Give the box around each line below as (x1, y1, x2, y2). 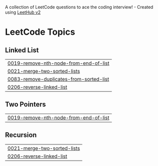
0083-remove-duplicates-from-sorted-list (7, 76, 109, 82)
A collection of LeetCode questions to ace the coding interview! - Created (5, 4, 154, 10)
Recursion (5, 131, 37, 139)
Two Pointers (5, 100, 46, 109)
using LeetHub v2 (5, 9, 41, 15)
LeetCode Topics (5, 26, 76, 38)
